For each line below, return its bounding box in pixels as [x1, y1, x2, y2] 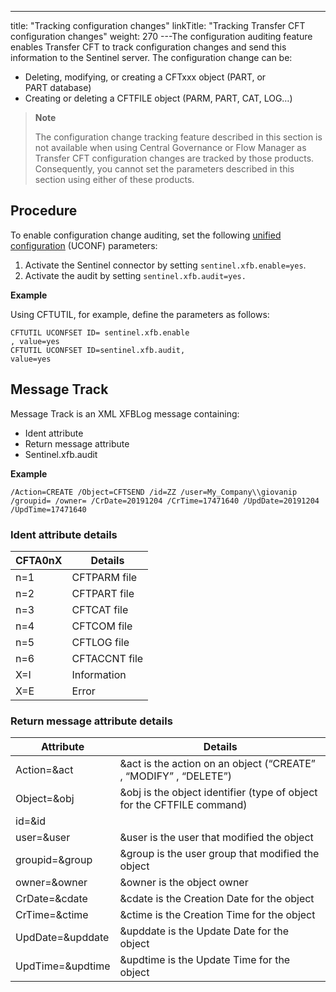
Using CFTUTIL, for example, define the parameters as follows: [10, 308, 270, 320]
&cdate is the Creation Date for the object [119, 892, 315, 906]
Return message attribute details [10, 714, 173, 728]
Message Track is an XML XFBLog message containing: [10, 407, 240, 420]
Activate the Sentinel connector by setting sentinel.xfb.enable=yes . [24, 259, 307, 271]
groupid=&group [15, 853, 93, 867]
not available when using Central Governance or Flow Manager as [34, 142, 307, 153]
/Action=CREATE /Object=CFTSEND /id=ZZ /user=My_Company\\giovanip [10, 487, 298, 497]
